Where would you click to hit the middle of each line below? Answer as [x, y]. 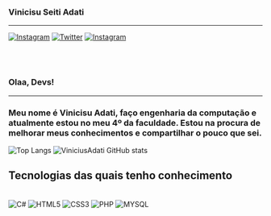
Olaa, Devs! [31, 82]
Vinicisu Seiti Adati [46, 12]
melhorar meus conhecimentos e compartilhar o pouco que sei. [135, 133]
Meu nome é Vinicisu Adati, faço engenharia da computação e [132, 113]
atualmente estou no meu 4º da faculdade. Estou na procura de [134, 123]
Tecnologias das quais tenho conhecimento [120, 176]
